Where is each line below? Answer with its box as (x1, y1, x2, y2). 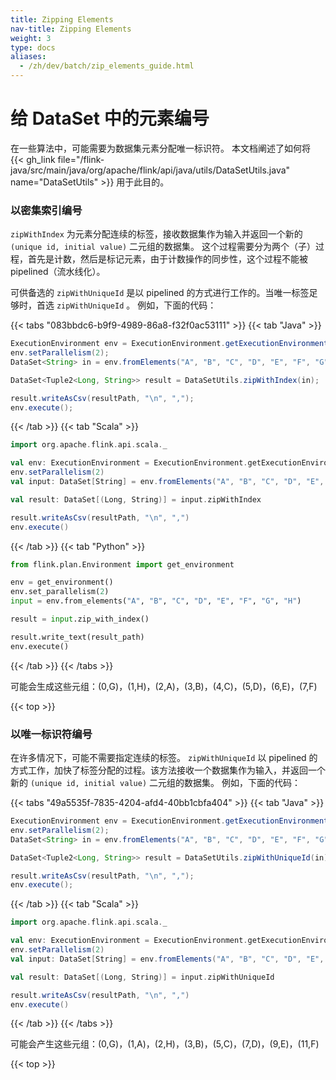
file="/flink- (57, 153, 105, 165)
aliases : (10, 52, 47, 62)
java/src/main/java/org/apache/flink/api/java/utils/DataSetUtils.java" (10, 164, 291, 176)
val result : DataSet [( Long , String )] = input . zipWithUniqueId (10, 972, 275, 982)
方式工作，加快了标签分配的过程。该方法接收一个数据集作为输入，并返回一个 (10, 764, 326, 776)
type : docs (10, 42, 56, 53)
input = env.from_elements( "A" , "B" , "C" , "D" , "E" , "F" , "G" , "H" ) (10, 596, 302, 606)
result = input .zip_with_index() (10, 614, 150, 625)
